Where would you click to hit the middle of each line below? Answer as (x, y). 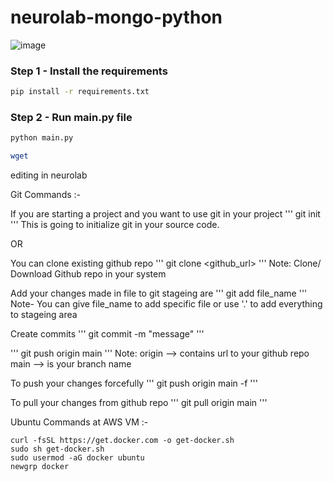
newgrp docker (40, 467)
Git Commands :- (46, 195)
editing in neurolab (49, 175)
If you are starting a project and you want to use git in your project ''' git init (165, 214)
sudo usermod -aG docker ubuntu (77, 458)
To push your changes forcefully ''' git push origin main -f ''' (134, 383)
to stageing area (44, 315)
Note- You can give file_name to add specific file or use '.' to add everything (166, 304)
